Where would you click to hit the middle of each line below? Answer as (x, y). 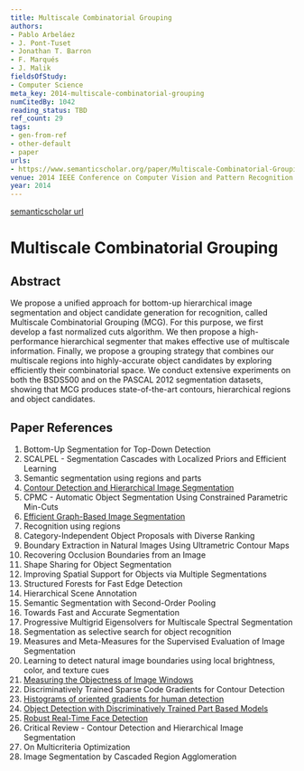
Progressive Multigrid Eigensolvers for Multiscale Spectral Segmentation (158, 622)
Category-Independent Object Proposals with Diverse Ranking (139, 535)
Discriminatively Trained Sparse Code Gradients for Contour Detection (154, 689)
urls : (20, 160)
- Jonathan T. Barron (51, 52)
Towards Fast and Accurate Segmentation (101, 612)
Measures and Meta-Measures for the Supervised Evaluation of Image (154, 641)
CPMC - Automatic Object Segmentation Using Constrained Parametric (155, 497)
